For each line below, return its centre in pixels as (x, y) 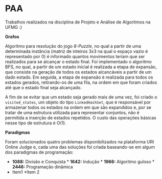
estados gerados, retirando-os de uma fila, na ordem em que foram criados (81, 82)
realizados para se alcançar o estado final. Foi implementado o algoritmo (79, 61)
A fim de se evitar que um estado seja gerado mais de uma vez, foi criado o (81, 97)
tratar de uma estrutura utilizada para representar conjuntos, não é (72, 112)
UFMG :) (13, 27)
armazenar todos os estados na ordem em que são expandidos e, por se (78, 107)
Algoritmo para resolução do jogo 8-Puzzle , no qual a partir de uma (73, 46)
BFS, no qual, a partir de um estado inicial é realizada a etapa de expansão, (81, 67)
